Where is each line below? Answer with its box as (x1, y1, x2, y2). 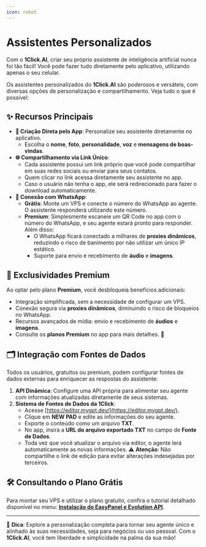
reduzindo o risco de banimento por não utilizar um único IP (33, 239, 185, 246)
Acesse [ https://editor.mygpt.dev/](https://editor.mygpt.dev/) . (24, 406, 180, 414)
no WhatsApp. (15, 311, 52, 319)
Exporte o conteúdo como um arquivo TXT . (24, 420, 134, 427)
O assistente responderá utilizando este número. (24, 206, 148, 214)
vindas (24, 147, 43, 155)
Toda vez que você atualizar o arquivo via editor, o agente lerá (24, 440, 182, 446)
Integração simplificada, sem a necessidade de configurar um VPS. (15, 298, 186, 306)
